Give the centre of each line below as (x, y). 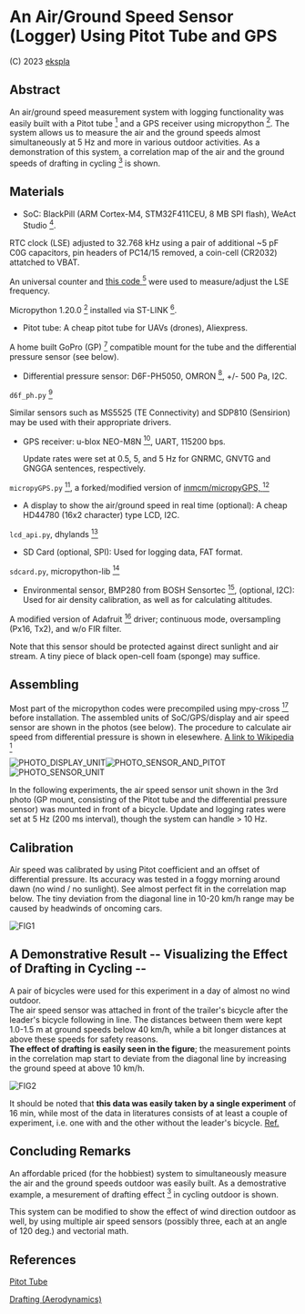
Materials (37, 192)
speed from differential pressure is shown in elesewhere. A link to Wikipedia (152, 737)
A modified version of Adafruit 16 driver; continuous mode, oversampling (145, 618)
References (43, 1260)
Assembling (44, 685)
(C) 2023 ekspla (40, 61)
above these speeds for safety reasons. (84, 1039)
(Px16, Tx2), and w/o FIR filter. (66, 628)
